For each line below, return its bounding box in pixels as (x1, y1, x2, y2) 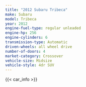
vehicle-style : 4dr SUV (5, 63, 55, 68)
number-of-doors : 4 (5, 49, 46, 54)
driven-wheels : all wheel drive (5, 44, 72, 49)
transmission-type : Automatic (5, 40, 68, 45)
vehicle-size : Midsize (5, 58, 52, 63)
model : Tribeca (5, 16, 37, 21)
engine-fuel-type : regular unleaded (5, 26, 81, 31)
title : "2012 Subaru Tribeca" (5, 7, 68, 12)
